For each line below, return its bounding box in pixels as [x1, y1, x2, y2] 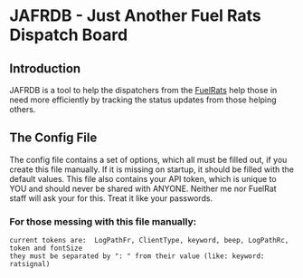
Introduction [9, 61, 81, 76]
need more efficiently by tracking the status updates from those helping [9, 94, 278, 105]
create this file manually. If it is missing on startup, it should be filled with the [9, 164, 295, 175]
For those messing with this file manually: [9, 215, 197, 227]
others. [9, 104, 36, 114]
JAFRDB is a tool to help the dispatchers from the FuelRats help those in [9, 85, 278, 95]
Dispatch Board [9, 24, 128, 45]
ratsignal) [9, 260, 51, 269]
